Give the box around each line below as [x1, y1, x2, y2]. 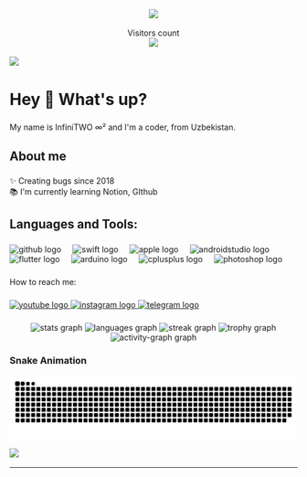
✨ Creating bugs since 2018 [9, 175, 115, 186]
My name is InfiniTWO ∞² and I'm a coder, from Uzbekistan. [9, 122, 236, 132]
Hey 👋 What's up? [9, 90, 148, 110]
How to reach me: [9, 276, 77, 287]
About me [9, 148, 67, 164]
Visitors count [127, 27, 180, 38]
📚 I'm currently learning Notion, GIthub [9, 186, 158, 197]
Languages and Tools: [9, 216, 139, 232]
